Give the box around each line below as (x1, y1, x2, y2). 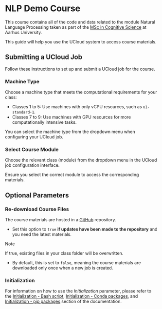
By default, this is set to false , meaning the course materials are (12, 260, 141, 266)
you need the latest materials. (12, 232, 72, 237)
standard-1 (12, 110, 35, 115)
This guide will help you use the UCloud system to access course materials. (5, 39, 157, 44)
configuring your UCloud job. (5, 134, 63, 140)
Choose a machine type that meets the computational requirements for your (5, 89, 157, 95)
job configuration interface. (5, 162, 60, 168)
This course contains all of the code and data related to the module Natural (5, 19, 156, 25)
